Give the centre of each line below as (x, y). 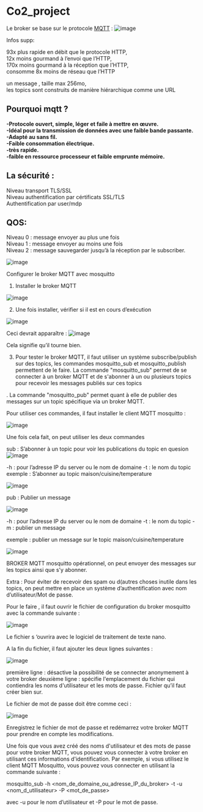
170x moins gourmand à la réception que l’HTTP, (68, 65)
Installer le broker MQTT (46, 286)
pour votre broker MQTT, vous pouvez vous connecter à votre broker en (97, 753)
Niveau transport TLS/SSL (39, 190)
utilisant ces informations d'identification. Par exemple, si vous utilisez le (98, 759)
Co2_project (38, 11)
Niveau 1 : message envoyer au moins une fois (65, 244)
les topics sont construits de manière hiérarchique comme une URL (91, 89)
